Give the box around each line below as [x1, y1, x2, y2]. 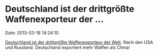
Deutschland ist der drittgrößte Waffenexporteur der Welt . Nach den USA [5, 39, 154, 45]
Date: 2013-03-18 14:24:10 [5, 30, 59, 36]
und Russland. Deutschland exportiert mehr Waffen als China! [5, 44, 130, 50]
